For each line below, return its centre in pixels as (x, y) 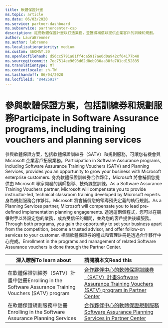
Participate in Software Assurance (86, 118)
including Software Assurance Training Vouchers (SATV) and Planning (77, 166)
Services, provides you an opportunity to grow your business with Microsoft (83, 171)
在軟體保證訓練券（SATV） (39, 273)
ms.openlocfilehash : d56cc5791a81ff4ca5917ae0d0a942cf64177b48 (72, 56)
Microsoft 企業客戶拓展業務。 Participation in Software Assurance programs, (83, 160)
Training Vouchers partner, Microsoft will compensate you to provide (76, 189)
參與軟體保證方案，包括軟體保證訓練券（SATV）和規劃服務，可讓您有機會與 (83, 154)
